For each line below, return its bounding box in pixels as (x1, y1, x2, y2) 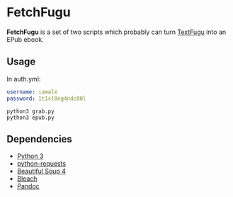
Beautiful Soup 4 (16, 167, 67, 176)
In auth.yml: (6, 74, 41, 83)
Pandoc (16, 182, 40, 191)
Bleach (16, 174, 38, 183)
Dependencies (6, 133, 72, 145)
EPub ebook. (6, 35, 44, 43)
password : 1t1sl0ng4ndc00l (6, 95, 86, 102)
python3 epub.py (6, 114, 55, 121)
